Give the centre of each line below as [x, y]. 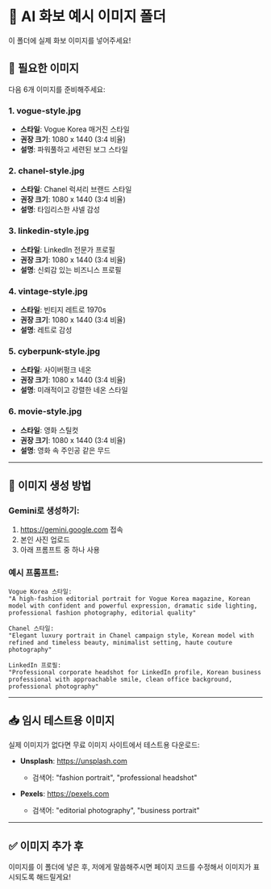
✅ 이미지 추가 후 [46, 846]
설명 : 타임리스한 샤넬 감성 [60, 210]
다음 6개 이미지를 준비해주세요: [57, 89]
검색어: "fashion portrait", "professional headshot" [115, 778]
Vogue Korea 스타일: [40, 591]
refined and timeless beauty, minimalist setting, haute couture [120, 642]
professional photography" [54, 687]
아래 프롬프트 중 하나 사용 [60, 550]
